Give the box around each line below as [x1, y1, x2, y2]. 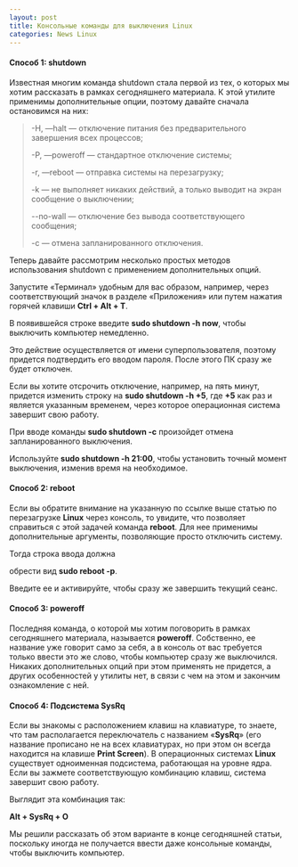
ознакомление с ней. [9, 679, 90, 691]
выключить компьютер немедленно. [9, 327, 149, 338]
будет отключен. [9, 363, 73, 374]
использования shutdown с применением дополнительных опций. [9, 264, 262, 274]
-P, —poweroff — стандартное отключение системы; [30, 149, 233, 160]
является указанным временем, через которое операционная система [9, 399, 281, 410]
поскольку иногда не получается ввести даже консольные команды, [9, 838, 273, 849]
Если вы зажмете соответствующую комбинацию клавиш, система [9, 767, 267, 778]
